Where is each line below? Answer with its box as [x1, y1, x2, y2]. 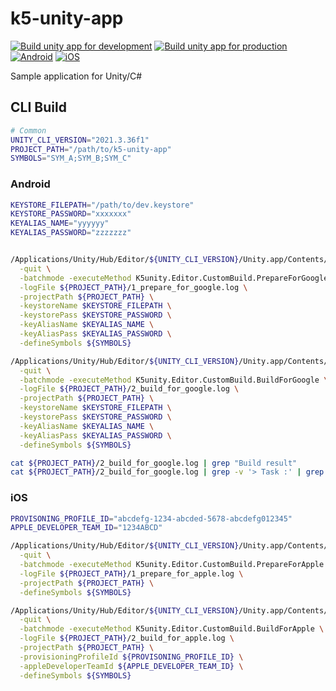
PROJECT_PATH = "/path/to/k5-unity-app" [10, 144, 172, 154]
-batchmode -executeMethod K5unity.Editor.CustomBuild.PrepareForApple [19, 560, 325, 570]
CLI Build [10, 99, 67, 116]
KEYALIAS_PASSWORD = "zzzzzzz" [10, 228, 132, 238]
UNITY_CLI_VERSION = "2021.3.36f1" [10, 135, 150, 145]
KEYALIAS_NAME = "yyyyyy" [10, 218, 110, 229]
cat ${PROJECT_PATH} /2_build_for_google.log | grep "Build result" [10, 458, 298, 468]
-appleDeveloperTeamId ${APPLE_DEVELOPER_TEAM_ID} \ [19, 661, 244, 671]
